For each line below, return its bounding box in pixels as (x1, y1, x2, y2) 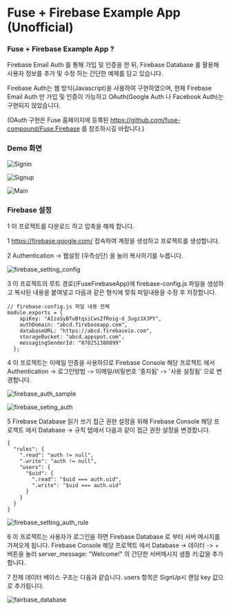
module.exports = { (7, 309, 63, 316)
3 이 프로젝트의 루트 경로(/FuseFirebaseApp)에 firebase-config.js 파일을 (7, 280, 205, 288)
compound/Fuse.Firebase (7, 124, 81, 133)
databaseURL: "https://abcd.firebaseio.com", (19, 327, 153, 334)
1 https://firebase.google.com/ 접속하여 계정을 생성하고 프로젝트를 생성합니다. (7, 237, 220, 245)
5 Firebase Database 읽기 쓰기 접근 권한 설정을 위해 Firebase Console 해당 (7, 417, 212, 426)
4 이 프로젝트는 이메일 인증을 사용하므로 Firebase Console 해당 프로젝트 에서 (7, 359, 215, 367)
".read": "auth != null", (19, 452, 94, 459)
